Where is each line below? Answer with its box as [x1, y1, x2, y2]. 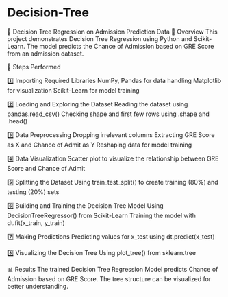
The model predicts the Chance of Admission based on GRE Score [26, 42, 214, 50]
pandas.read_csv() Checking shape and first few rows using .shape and [7, 110, 210, 118]
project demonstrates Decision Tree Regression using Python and [7, 34, 192, 43]
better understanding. [7, 282, 68, 290]
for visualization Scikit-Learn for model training [7, 86, 140, 94]
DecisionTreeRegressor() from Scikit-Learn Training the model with [7, 211, 197, 219]
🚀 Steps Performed [7, 62, 61, 71]
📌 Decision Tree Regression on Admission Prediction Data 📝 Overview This [7, 27, 218, 36]
